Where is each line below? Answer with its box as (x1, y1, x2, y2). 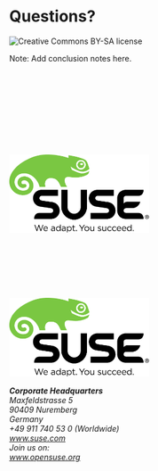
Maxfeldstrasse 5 (9, 394, 74, 405)
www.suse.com (9, 433, 67, 443)
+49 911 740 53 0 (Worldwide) (9, 423, 120, 434)
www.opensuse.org (9, 451, 81, 462)
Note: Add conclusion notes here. (9, 53, 132, 63)
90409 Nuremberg (9, 404, 78, 415)
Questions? (9, 6, 96, 27)
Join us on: (9, 442, 51, 452)
